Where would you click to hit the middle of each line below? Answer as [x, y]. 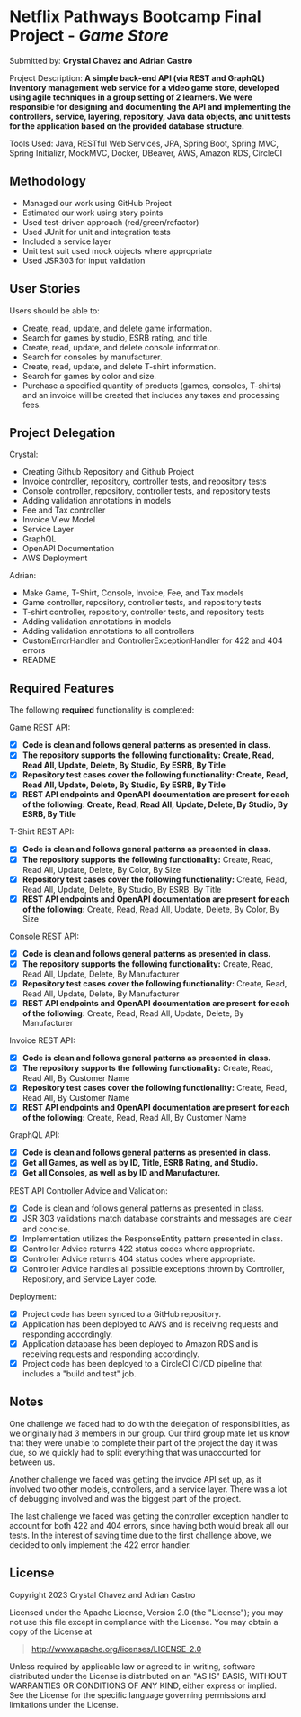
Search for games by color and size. [89, 376]
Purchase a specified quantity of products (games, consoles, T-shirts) [152, 386]
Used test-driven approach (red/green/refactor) [111, 222]
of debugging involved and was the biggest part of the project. [125, 1498]
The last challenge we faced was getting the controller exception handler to [149, 1516]
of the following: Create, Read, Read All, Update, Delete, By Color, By [151, 909]
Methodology [48, 182]
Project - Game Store [89, 36]
